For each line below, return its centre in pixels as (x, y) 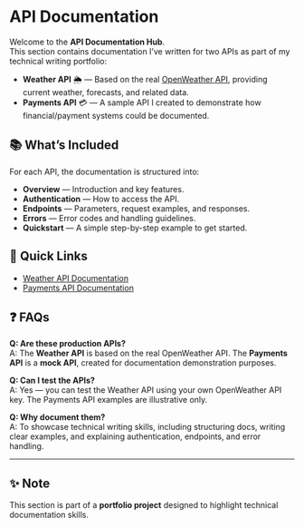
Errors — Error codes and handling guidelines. (109, 218)
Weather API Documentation (76, 278)
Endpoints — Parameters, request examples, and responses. (136, 208)
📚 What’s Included (64, 146)
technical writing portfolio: (58, 61)
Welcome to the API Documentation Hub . (87, 42)
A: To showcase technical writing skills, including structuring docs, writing (147, 427)
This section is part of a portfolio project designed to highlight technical (144, 505)
